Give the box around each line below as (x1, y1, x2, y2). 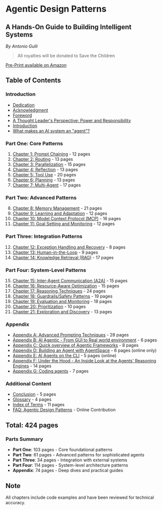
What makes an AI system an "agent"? (12, 128, 90, 133)
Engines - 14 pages (12, 363, 52, 369)
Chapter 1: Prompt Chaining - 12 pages (12, 151, 91, 157)
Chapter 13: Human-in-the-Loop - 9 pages (12, 249, 98, 255)
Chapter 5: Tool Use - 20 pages (12, 171, 77, 177)
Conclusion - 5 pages (12, 391, 57, 397)
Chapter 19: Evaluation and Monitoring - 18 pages (12, 298, 112, 304)
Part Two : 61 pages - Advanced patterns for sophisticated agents (12, 452, 144, 458)
